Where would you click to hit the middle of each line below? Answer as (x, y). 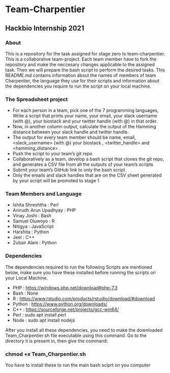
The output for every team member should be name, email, (74, 137)
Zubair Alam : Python (35, 243)
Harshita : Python (31, 232)
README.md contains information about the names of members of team (81, 75)
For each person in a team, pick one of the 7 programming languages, (86, 110)
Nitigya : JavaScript (33, 226)
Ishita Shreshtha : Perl (36, 205)
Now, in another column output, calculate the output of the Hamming (84, 127)
